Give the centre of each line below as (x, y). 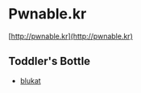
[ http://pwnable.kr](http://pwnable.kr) (70, 36)
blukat (31, 80)
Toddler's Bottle (50, 61)
